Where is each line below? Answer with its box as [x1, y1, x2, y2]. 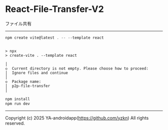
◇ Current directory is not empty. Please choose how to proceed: [5, 66, 149, 71]
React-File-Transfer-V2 [5, 3, 104, 15]
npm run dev [5, 101, 30, 106]
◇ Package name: [5, 79, 41, 84]
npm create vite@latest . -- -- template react [5, 35, 104, 40]
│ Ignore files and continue [5, 70, 68, 75]
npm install [5, 96, 30, 102]
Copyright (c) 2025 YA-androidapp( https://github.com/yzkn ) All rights [5, 115, 149, 121]
